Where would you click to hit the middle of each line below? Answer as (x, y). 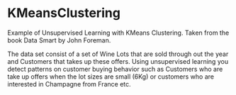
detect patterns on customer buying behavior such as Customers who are (115, 69)
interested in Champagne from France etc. (69, 84)
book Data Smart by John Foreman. (59, 40)
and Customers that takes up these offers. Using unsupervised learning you (118, 61)
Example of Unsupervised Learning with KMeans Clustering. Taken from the (118, 33)
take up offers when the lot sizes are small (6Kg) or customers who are (111, 77)
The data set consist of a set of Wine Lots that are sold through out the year (118, 54)
